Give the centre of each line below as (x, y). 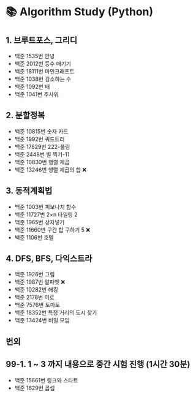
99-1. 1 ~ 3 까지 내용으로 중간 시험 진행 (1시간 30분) (98, 364)
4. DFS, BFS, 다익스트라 (49, 259)
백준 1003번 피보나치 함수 (45, 206)
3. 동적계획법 (29, 191)
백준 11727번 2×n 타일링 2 (46, 214)
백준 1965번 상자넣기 (40, 222)
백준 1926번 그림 (35, 274)
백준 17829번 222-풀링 (42, 146)
